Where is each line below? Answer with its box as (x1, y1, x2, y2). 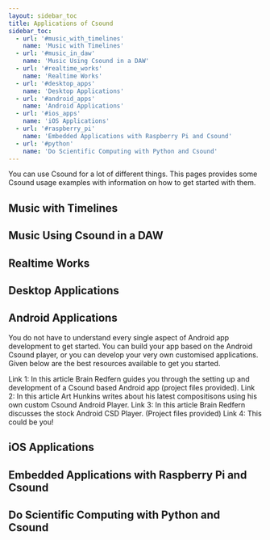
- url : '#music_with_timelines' (15, 34, 125, 43)
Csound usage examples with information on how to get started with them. (8, 178, 256, 188)
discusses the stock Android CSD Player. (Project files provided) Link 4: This (8, 408, 262, 418)
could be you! (8, 417, 54, 427)
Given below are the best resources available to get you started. (8, 358, 221, 368)
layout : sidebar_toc (8, 11, 78, 20)
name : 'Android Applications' (23, 102, 125, 110)
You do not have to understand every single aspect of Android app (8, 332, 230, 342)
